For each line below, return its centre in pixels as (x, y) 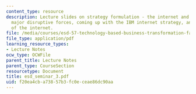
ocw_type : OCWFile (28, 55)
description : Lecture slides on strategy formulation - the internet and (98, 17)
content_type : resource (35, 11)
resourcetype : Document (35, 71)
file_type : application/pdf (40, 39)
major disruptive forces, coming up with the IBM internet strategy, (97, 22)
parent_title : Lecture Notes (41, 60)
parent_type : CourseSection (40, 66)
